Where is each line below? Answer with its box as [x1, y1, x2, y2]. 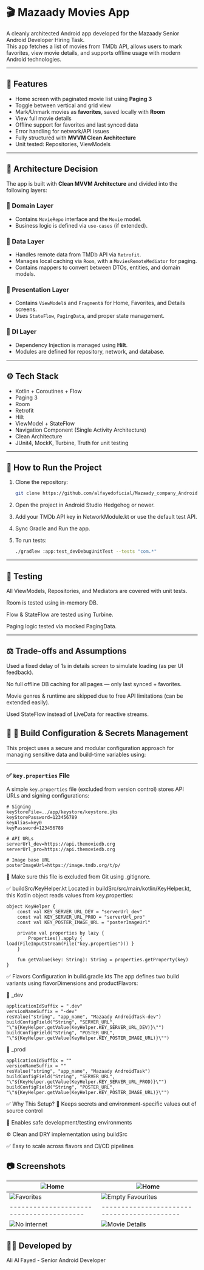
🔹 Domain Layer [6, 202, 53, 210]
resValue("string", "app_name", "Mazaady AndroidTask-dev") [6, 1014, 162, 1020]
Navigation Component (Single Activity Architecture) [15, 426, 147, 433]
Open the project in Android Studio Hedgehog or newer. [15, 501, 155, 509]
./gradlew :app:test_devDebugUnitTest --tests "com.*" [15, 549, 157, 555]
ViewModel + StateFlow [15, 419, 75, 427]
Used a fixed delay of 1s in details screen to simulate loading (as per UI [6, 662, 183, 669]
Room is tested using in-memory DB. [6, 598, 98, 606]
